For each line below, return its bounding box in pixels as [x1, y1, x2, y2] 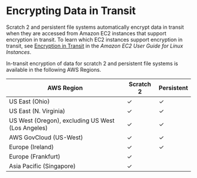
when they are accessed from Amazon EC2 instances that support [6, 29, 167, 36]
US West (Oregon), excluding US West [9, 116, 115, 125]
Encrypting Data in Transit [6, 4, 136, 18]
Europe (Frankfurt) [9, 152, 60, 160]
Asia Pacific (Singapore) [9, 162, 76, 170]
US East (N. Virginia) [9, 107, 66, 115]
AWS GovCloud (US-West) [9, 133, 83, 142]
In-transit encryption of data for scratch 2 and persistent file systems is [6, 60, 179, 67]
